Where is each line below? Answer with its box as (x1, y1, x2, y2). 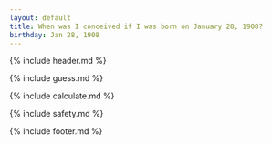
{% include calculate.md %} (9, 90, 115, 101)
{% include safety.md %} (9, 108, 104, 119)
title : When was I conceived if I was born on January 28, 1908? (9, 22, 263, 31)
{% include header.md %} (9, 56, 107, 67)
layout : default (9, 13, 71, 23)
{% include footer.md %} (9, 126, 103, 137)
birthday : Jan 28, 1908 (9, 30, 100, 39)
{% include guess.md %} (9, 73, 103, 84)
